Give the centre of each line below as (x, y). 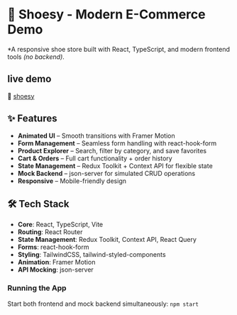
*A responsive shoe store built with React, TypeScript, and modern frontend (119, 49)
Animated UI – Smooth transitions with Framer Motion (96, 136)
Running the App (37, 288)
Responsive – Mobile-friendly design (72, 181)
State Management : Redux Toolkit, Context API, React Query (107, 240)
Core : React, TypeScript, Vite (60, 225)
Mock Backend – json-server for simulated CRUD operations (106, 173)
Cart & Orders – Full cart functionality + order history (95, 158)
